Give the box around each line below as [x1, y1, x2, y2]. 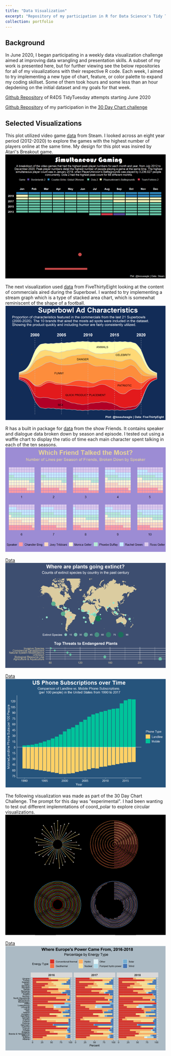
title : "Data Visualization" [5, 8, 67, 13]
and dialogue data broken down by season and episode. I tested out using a [5, 431, 164, 437]
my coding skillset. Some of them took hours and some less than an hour [5, 79, 158, 85]
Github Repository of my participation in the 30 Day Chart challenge [5, 104, 148, 111]
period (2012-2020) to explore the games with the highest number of [5, 138, 150, 144]
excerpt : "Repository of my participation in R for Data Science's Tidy [5, 13, 163, 19]
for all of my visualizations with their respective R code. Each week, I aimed [5, 68, 163, 74]
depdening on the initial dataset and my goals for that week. [5, 85, 131, 91]
